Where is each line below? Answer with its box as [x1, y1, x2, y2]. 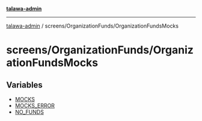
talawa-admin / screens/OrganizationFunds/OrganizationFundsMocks [6, 22, 179, 29]
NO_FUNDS [14, 108, 44, 116]
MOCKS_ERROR [14, 102, 55, 109]
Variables [6, 80, 43, 90]
